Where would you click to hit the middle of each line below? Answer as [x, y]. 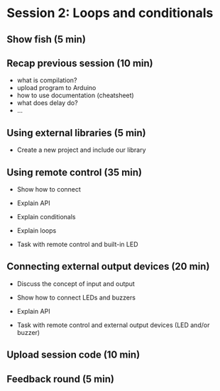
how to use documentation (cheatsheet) [75, 95]
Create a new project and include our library [81, 150]
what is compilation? [47, 80]
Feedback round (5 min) [61, 379]
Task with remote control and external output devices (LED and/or [113, 325]
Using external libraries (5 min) [76, 133]
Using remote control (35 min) [75, 172]
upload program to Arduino [56, 88]
